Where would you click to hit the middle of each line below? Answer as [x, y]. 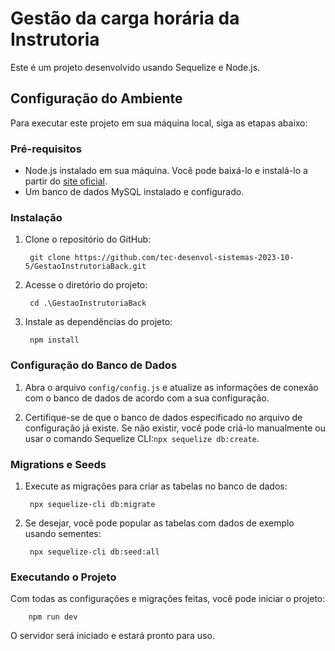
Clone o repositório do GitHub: [88, 239]
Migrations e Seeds [58, 464]
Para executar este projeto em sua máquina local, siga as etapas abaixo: [159, 123]
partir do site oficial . [66, 181]
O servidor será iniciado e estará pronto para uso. [112, 636]
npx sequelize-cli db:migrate [92, 504]
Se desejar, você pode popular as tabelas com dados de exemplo [159, 523]
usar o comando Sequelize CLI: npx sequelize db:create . [142, 438]
